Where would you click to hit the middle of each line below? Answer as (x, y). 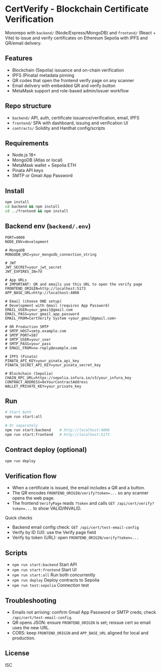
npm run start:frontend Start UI (44, 570)
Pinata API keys (28, 171)
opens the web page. (33, 498)
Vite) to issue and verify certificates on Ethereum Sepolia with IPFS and (76, 38)
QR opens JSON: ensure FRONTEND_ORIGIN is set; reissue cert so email (81, 622)
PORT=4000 (15, 237)
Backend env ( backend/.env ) (48, 226)
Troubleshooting (31, 600)
